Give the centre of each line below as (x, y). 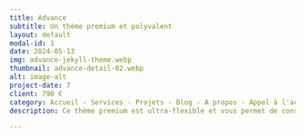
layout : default (40, 34)
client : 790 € (36, 93)
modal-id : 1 (32, 43)
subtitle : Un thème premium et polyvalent (91, 26)
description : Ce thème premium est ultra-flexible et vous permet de (144, 111)
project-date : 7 (40, 85)
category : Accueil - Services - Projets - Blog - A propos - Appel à (144, 102)
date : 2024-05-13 (42, 52)
